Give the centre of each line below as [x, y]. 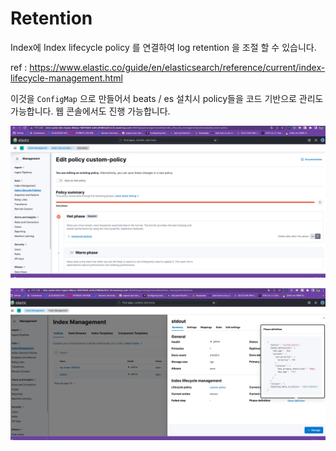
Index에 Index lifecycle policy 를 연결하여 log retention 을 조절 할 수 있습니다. [163, 47]
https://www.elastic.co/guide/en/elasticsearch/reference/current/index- [177, 67]
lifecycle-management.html [66, 78]
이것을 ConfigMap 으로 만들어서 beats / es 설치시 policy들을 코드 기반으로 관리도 [167, 98]
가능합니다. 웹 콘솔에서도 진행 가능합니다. [90, 111]
